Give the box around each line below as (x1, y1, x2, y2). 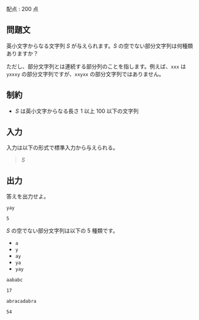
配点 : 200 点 (6, 5, 39, 12)
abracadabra (6, 298, 37, 305)
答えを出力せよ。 (6, 193, 49, 200)
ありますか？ (6, 49, 38, 57)
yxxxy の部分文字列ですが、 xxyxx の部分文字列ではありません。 (6, 70, 164, 77)
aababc (6, 277, 23, 283)
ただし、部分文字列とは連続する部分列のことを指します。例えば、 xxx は (6, 63, 187, 70)
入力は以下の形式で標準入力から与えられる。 (6, 144, 119, 151)
